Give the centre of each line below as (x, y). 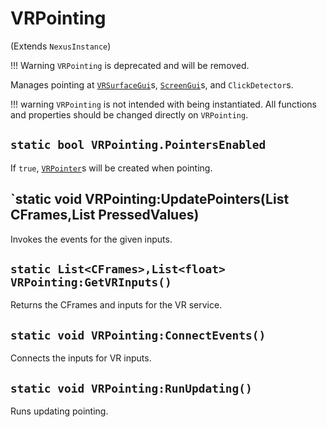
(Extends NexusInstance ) (61, 46)
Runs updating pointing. (59, 411)
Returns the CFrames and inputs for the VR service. (116, 305)
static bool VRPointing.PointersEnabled (138, 145)
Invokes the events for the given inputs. (91, 239)
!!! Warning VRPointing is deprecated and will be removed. (130, 65)
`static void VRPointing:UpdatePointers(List (150, 199)
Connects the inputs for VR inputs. (81, 358)
